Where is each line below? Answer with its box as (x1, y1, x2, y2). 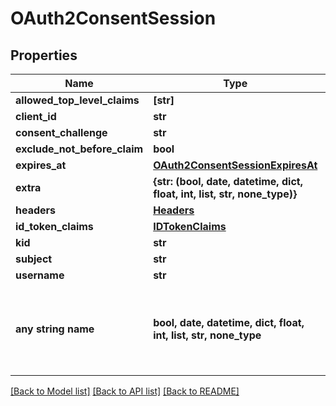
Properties (10, 47, 78, 64)
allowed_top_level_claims (15, 93, 140, 107)
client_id (15, 110, 57, 123)
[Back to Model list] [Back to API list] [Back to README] (10, 385, 240, 397)
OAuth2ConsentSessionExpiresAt (153, 158, 318, 172)
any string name (15, 322, 95, 336)
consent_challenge (15, 126, 108, 139)
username (15, 268, 65, 282)
